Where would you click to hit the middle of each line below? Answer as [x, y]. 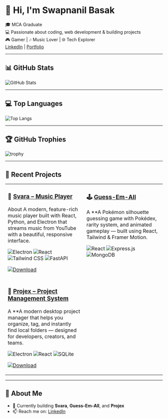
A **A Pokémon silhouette [118, 212]
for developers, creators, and [42, 337]
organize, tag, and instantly [39, 324]
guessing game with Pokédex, [122, 219]
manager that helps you [35, 318]
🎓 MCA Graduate [24, 24]
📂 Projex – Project [32, 291]
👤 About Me [24, 394]
